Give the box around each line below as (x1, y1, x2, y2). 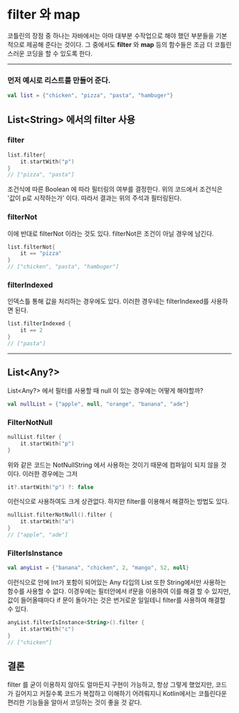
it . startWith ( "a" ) (20, 518, 75, 525)
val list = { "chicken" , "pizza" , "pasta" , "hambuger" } (7, 92, 174, 100)
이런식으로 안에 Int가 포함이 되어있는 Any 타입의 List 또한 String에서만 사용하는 (7, 578, 226, 587)
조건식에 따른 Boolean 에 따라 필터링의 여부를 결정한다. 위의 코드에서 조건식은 (7, 185, 223, 194)
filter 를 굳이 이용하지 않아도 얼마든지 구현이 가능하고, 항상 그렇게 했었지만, (7, 680, 214, 689)
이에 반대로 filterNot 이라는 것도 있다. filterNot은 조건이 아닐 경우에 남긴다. (7, 229, 215, 238)
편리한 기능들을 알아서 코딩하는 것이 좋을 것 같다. (7, 698, 142, 707)
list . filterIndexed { (7, 320, 72, 327)
